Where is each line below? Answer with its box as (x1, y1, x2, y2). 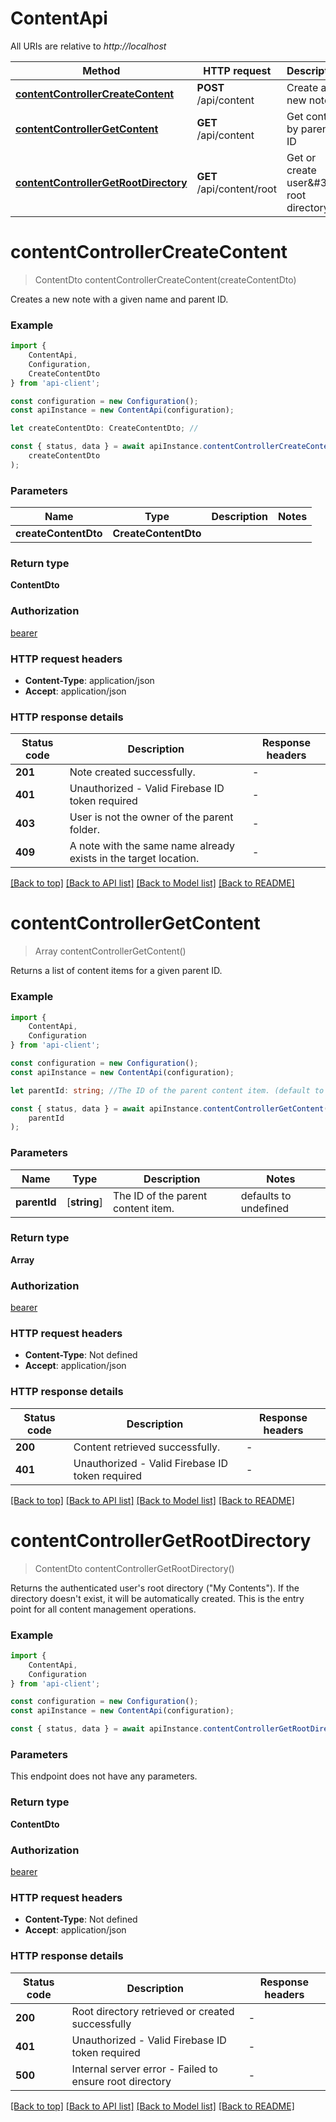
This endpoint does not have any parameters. (10, 1770, 198, 1782)
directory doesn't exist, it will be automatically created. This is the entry (10, 1592, 305, 1604)
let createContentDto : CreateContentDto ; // (10, 423, 199, 434)
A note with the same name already (69, 839, 236, 853)
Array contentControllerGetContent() (34, 945, 187, 957)
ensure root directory (71, 2074, 172, 2088)
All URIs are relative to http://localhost (10, 40, 167, 52)
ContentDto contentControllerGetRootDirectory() (34, 1562, 235, 1574)
